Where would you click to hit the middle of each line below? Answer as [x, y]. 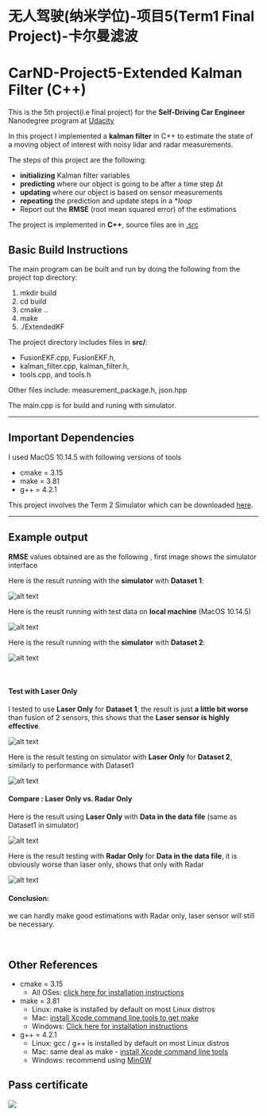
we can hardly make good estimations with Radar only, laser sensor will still [132, 916]
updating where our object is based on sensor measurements [121, 193]
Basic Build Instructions [68, 250]
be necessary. [31, 924]
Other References [53, 965]
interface [23, 565]
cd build [33, 301]
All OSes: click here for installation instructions [108, 992]
